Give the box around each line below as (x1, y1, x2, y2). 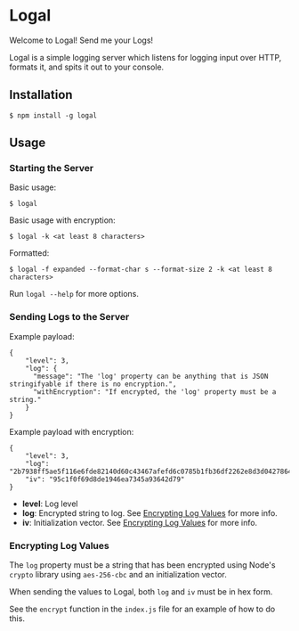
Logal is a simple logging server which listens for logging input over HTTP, (9, 52, 282, 62)
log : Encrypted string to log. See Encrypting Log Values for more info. (21, 507, 278, 518)
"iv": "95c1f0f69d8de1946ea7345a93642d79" (25, 474, 185, 484)
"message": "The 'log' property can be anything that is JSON (32, 372, 269, 381)
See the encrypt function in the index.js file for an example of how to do (9, 603, 276, 615)
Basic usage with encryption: (9, 215, 116, 225)
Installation (9, 87, 73, 102)
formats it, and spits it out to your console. (9, 61, 165, 72)
